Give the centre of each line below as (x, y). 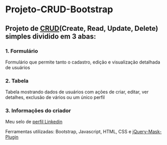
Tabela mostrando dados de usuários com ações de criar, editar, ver (77, 92)
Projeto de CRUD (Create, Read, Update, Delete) (82, 28)
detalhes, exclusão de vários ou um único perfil (55, 97)
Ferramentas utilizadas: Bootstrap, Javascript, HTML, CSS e (68, 132)
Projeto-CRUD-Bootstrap (59, 9)
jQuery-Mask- (147, 132)
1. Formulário (22, 51)
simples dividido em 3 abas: (51, 36)
